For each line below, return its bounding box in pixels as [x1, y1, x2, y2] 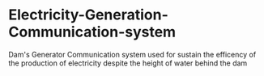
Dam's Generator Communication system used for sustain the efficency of [8, 49, 257, 59]
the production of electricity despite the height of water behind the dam [8, 58, 248, 68]
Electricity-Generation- [8, 6, 168, 24]
